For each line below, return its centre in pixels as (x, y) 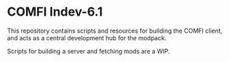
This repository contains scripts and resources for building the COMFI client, (115, 31)
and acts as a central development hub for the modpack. (87, 37)
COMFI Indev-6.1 (55, 12)
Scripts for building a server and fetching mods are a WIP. (89, 51)
